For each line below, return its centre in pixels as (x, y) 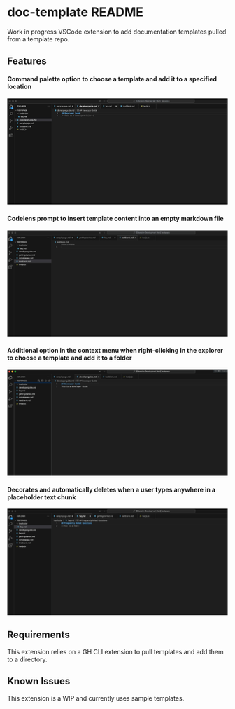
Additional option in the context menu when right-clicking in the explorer (115, 350)
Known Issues (39, 681)
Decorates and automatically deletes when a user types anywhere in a (111, 489)
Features (27, 61)
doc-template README (76, 12)
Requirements (38, 635)
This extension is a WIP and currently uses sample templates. (96, 698)
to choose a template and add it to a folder (70, 358)
